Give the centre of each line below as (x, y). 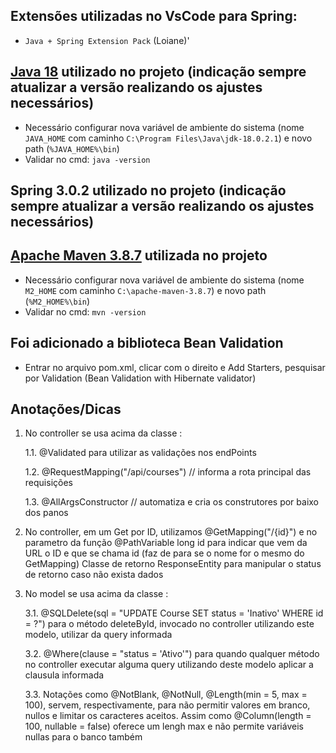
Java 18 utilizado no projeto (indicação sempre (158, 72)
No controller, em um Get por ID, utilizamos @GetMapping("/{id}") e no (171, 532)
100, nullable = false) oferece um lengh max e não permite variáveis (164, 726)
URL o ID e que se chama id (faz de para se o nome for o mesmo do (164, 553)
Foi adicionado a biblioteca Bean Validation (147, 343)
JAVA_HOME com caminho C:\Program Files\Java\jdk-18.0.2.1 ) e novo (168, 138)
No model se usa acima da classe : (96, 594)
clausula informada (64, 675)
